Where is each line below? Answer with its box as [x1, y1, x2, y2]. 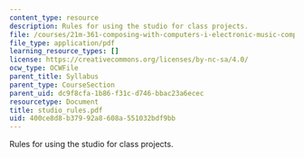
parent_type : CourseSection [9, 80, 116, 89]
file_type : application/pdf [9, 38, 116, 48]
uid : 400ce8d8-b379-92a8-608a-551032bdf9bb [9, 114, 176, 123]
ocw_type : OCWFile [9, 64, 79, 73]
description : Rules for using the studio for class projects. [9, 22, 249, 31]
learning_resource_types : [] [9, 47, 119, 56]
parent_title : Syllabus [9, 72, 100, 81]
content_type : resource [9, 13, 100, 23]
